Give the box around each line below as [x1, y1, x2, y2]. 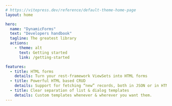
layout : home [5, 12, 33, 17]
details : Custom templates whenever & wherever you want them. [14, 93, 153, 98]
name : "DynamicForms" [10, 26, 56, 31]
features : [5, 64, 27, 69]
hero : [5, 22, 17, 27]
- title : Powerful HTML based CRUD [10, 78, 86, 83]
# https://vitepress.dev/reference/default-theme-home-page [5, 7, 137, 13]
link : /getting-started [18, 55, 70, 60]
